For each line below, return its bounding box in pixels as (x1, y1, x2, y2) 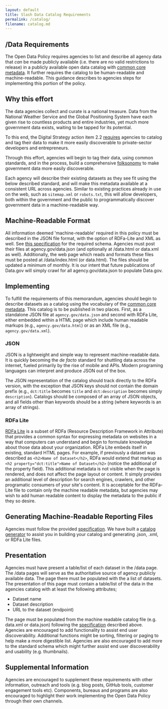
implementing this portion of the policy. (5, 80, 86, 86)
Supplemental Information (5, 663, 89, 672)
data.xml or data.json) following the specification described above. (5, 621, 143, 628)
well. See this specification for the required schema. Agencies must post (5, 241, 155, 247)
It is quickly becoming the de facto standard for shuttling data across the (5, 357, 155, 363)
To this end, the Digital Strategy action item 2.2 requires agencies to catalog (5, 134, 162, 140)
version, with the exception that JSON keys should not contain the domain (5, 383, 158, 389)
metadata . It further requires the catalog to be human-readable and (5, 70, 144, 76)
